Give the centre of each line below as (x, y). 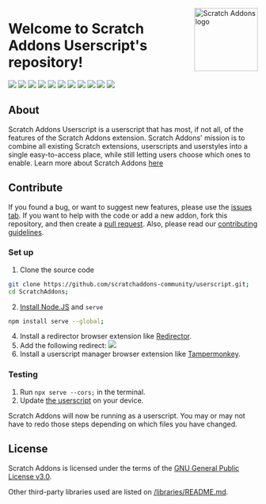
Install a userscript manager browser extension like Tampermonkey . (130, 354)
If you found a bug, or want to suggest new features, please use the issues (130, 207)
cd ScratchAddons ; (38, 292)
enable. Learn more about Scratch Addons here (86, 163)
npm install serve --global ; (56, 321)
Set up (21, 252)
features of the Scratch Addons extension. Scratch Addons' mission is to (127, 138)
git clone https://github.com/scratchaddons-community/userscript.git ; (129, 284)
